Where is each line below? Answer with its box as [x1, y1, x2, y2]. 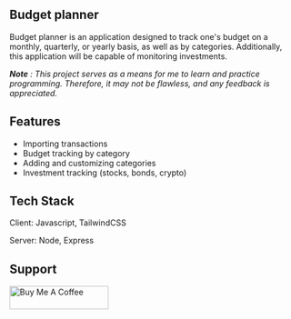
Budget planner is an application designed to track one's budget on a [9, 31, 268, 42]
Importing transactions [22, 138, 108, 149]
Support [9, 261, 57, 276]
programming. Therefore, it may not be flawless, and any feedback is [9, 77, 270, 89]
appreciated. [9, 87, 57, 98]
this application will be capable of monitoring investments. [9, 50, 227, 62]
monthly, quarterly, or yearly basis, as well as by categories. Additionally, [9, 41, 283, 52]
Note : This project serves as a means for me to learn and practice [9, 68, 261, 79]
